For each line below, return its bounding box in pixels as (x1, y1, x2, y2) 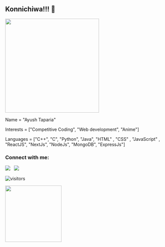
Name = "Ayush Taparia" (5, 116, 56, 123)
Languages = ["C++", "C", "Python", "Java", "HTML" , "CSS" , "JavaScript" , (5, 136, 160, 142)
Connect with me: (5, 154, 49, 161)
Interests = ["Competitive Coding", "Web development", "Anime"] (5, 126, 139, 132)
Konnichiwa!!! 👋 (5, 5, 56, 14)
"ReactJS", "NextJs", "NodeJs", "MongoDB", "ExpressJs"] (5, 141, 125, 147)
